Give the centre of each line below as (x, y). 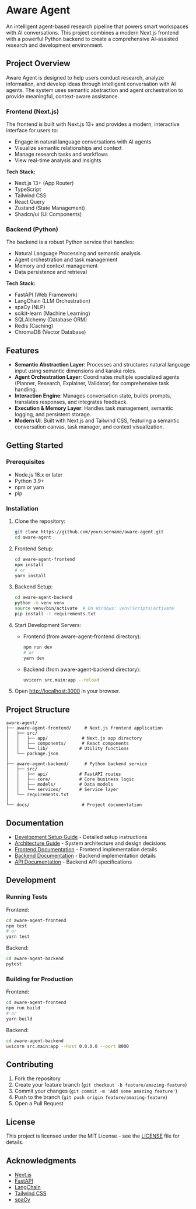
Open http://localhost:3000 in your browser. (67, 691)
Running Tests (27, 897)
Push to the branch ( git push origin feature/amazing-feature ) (91, 1097)
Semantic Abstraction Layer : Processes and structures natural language (102, 365)
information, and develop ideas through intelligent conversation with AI (91, 84)
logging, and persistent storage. (53, 415)
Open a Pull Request (39, 1104)
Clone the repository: (40, 521)
